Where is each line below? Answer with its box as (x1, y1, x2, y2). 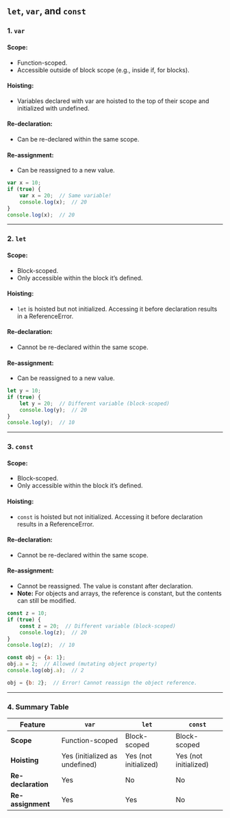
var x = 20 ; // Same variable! (19, 192, 112, 199)
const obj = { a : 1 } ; (7, 654, 66, 661)
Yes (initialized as (61, 751, 118, 761)
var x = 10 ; (7, 179, 41, 186)
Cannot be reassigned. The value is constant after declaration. (16, 582, 194, 590)
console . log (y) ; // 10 (7, 419, 75, 426)
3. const (7, 442, 34, 452)
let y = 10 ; (7, 388, 41, 395)
